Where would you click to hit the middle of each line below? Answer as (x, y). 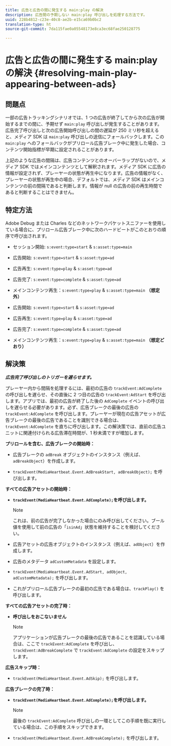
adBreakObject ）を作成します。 (45, 461)
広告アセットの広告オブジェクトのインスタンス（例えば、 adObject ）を (87, 544)
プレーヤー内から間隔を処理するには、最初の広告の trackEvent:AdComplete (84, 388)
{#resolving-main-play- (86, 73)
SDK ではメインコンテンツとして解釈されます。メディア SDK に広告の (93, 167)
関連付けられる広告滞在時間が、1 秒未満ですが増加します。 (84, 432)
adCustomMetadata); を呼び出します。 (52, 577)
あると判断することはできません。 (41, 192)
